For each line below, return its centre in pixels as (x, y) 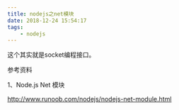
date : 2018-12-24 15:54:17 (47, 21)
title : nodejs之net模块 (41, 14)
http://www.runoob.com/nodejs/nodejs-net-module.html (89, 99)
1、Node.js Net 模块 (36, 85)
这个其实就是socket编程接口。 (51, 55)
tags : (15, 27)
